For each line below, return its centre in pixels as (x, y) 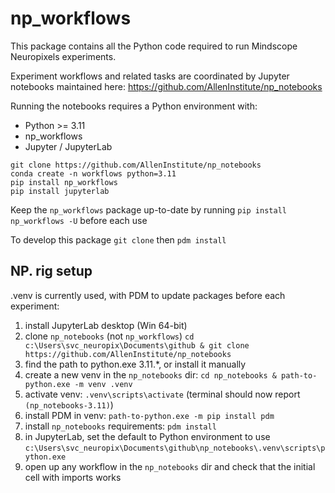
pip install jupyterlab (60, 191)
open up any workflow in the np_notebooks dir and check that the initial (170, 466)
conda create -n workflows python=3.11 (93, 173)
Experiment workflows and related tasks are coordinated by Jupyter (150, 76)
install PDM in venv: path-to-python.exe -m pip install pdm (149, 415)
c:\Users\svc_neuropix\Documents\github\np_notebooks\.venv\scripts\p (175, 448)
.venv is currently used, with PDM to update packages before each (148, 295)
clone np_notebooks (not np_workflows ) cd (109, 336)
